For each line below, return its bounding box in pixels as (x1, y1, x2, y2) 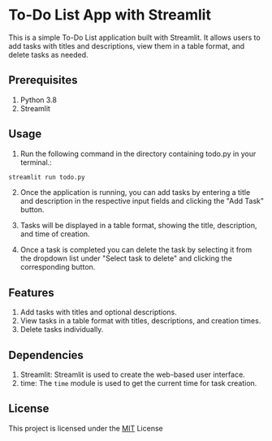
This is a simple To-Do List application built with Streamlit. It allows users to (8, 32, 261, 42)
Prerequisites (8, 73, 78, 87)
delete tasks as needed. (8, 50, 89, 59)
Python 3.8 (19, 95, 57, 105)
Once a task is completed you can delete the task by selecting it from (19, 245, 253, 255)
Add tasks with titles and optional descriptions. (19, 307, 177, 318)
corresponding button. (19, 262, 96, 272)
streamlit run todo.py (8, 173, 85, 181)
